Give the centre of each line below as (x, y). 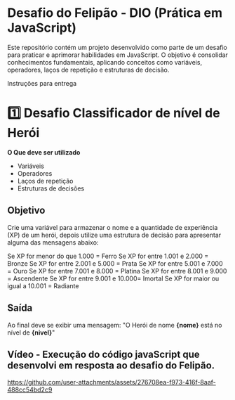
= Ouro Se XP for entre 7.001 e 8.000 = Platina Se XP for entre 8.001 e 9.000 (117, 271)
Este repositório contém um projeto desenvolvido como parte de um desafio (117, 47)
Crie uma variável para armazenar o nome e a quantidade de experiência (113, 227)
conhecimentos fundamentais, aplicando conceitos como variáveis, (105, 62)
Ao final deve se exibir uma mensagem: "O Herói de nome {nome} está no (115, 325)
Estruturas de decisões (51, 188)
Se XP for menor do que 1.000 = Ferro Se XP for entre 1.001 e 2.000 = (108, 256)
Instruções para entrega (42, 83)
